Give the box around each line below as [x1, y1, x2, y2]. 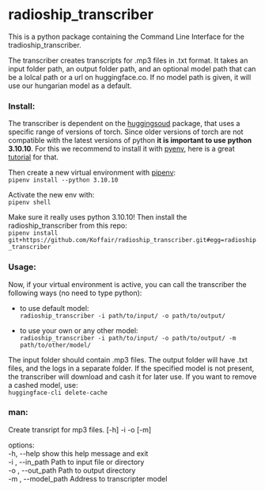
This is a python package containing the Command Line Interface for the [8, 32, 245, 41]
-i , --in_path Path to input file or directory [8, 457, 145, 466]
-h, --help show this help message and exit [8, 448, 149, 458]
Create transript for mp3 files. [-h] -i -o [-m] [8, 424, 152, 434]
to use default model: [19, 303, 89, 313]
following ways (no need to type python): [8, 288, 142, 297]
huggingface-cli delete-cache [8, 389, 108, 397]
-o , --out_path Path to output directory [8, 466, 136, 475]
